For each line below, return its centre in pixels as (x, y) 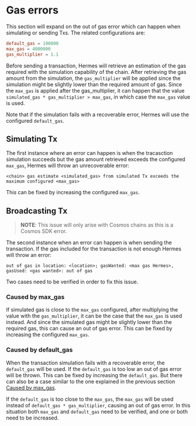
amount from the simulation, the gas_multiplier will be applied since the (93, 78)
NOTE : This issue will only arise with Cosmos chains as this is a (97, 225)
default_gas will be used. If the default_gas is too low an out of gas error (94, 369)
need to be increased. (32, 418)
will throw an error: (29, 255)
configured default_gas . (35, 120)
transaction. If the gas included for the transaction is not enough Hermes (94, 249)
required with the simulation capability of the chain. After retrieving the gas (96, 72)
